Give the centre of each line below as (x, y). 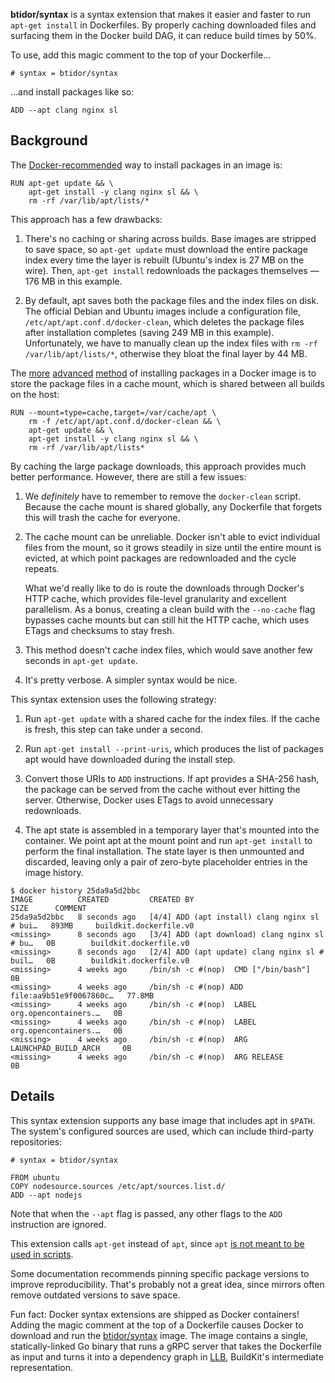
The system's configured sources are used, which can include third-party (162, 1131)
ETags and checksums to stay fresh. (99, 630)
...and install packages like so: (72, 92)
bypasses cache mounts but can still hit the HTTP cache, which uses (167, 620)
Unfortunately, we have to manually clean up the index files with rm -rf (171, 343)
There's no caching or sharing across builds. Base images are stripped (170, 238)
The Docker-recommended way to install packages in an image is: (146, 165)
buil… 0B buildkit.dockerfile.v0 (100, 960)
